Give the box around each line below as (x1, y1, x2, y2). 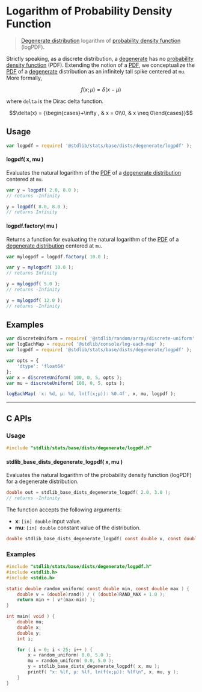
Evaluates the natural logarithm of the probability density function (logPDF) (6, 472, 192, 479)
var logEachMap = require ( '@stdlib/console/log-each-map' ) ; (6, 341, 165, 348)
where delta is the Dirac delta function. (6, 98, 104, 105)
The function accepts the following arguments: (6, 506, 122, 513)
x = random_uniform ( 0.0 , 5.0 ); (28, 652, 112, 658)
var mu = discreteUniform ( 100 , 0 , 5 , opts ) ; (6, 380, 125, 386)
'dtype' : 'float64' (17, 363, 66, 369)
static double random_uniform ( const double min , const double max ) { (6, 585, 189, 591)
